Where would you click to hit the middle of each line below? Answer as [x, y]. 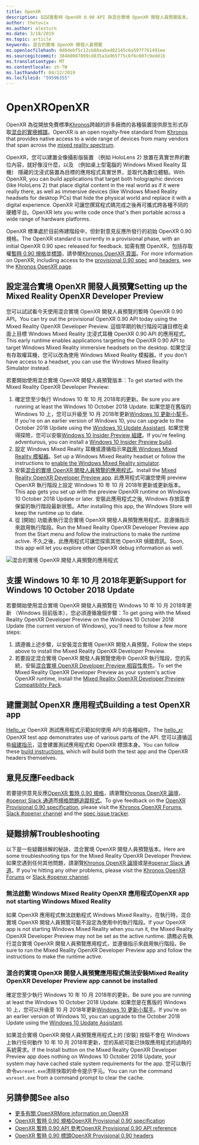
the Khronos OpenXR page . [39, 267]
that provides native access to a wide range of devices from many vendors [97, 139]
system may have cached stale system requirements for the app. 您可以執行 [99, 1063]
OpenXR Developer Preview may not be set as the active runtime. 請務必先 [97, 936]
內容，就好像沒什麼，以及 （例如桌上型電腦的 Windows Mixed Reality [96, 165]
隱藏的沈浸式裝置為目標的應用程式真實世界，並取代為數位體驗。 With [101, 172]
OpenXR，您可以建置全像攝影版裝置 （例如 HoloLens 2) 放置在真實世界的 [95, 158]
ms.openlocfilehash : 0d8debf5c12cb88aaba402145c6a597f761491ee [86, 51]
